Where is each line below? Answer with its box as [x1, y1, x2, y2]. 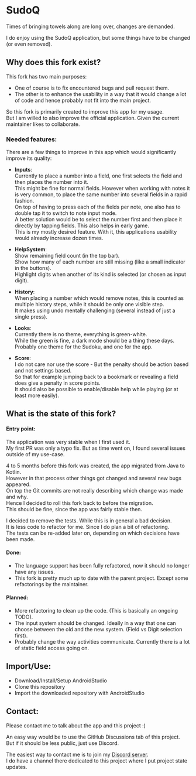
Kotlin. [6, 468, 22, 475]
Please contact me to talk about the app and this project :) [6, 722, 146, 729]
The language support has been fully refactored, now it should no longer [14, 562, 190, 569]
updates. [6, 763, 27, 770]
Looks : [14, 324, 32, 331]
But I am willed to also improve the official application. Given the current [6, 114, 180, 121]
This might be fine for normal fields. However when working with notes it [14, 185, 190, 192]
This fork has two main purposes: [6, 73, 87, 80]
